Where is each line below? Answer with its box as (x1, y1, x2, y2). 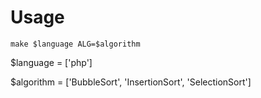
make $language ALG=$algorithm (10, 39, 141, 49)
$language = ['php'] (10, 56, 93, 68)
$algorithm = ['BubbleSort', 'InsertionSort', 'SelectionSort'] (10, 76, 252, 88)
